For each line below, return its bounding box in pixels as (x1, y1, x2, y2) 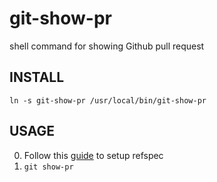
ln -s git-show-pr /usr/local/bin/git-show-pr (9, 95, 207, 106)
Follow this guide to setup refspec (23, 149, 164, 161)
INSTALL (9, 69, 65, 86)
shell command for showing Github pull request (9, 40, 205, 52)
